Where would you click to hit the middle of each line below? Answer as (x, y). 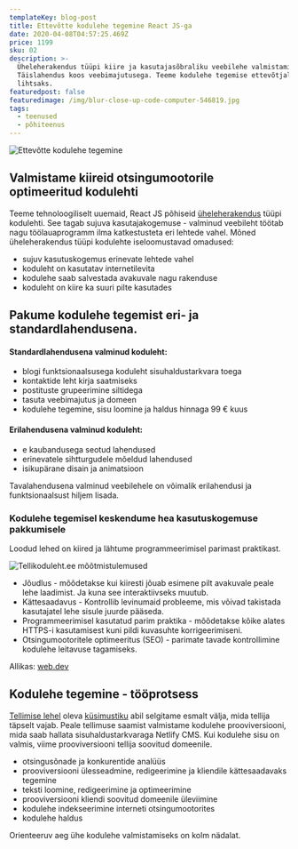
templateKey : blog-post (53, 17)
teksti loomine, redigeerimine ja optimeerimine (107, 789)
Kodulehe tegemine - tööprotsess (104, 694)
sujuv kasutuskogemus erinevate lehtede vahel (108, 259)
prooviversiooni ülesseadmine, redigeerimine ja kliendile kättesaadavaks (154, 771)
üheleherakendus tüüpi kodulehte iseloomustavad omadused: (122, 242)
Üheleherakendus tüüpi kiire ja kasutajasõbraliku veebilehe (133, 68)
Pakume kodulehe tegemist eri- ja (104, 315)
